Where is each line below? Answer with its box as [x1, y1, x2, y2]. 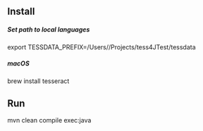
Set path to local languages [7, 25, 90, 34]
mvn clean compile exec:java [7, 116, 92, 125]
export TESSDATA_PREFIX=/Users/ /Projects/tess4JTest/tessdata [7, 43, 196, 51]
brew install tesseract [7, 77, 70, 85]
